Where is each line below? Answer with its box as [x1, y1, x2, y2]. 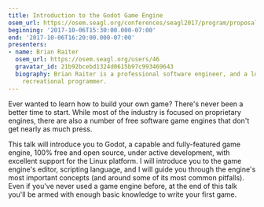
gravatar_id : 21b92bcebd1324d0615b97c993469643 [15, 63, 174, 71]
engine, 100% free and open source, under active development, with [8, 147, 230, 157]
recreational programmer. [22, 77, 108, 85]
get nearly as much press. [8, 124, 93, 134]
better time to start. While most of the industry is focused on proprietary [8, 107, 242, 116]
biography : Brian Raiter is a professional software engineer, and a [15, 70, 247, 78]
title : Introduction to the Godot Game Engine [8, 11, 163, 20]
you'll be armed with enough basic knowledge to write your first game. [8, 190, 237, 199]
